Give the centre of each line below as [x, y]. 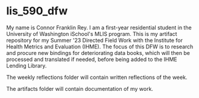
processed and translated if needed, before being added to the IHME [92, 59]
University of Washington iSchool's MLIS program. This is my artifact [92, 33]
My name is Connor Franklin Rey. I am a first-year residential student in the [99, 27]
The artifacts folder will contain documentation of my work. [80, 88]
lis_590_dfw [37, 11]
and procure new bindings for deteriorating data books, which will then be [98, 53]
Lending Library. [27, 65]
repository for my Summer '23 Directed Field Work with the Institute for [94, 40]
